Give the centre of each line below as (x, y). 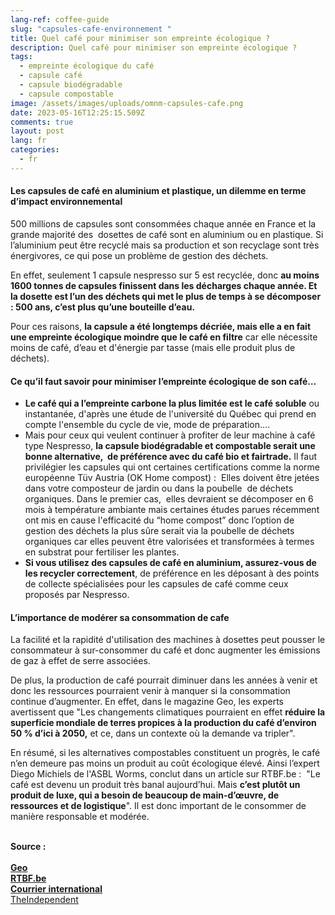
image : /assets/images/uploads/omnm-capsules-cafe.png (127, 103)
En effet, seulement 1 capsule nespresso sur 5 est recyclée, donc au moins (165, 275)
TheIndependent (44, 900)
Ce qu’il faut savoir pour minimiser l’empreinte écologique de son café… (163, 381)
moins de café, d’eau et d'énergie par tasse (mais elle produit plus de (153, 347)
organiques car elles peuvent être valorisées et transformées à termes (169, 542)
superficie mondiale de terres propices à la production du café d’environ (163, 723)
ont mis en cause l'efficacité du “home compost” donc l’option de (159, 520)
